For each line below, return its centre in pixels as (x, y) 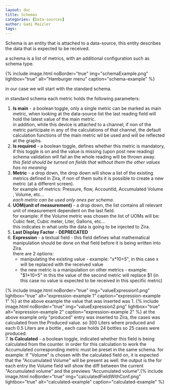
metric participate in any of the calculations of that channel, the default (87, 130)
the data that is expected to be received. (47, 49)
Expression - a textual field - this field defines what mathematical (81, 238)
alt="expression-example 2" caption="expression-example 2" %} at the (80, 312)
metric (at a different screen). (43, 184)
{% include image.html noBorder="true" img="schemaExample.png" (77, 73)
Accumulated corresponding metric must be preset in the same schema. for (84, 349)
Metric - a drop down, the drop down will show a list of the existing (83, 173)
